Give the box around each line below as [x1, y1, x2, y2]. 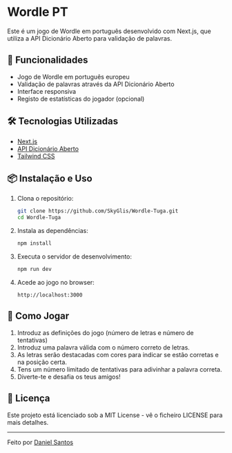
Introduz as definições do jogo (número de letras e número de [17, 328, 194, 336]
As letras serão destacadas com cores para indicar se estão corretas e [17, 350, 219, 359]
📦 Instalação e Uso [7, 172, 93, 184]
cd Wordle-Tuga [17, 214, 61, 221]
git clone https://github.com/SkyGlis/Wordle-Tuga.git [17, 208, 179, 214]
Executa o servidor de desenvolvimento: [17, 252, 133, 261]
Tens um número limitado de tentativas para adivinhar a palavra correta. [17, 365, 222, 373]
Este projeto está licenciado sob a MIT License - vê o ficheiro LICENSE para [7, 411, 223, 419]
